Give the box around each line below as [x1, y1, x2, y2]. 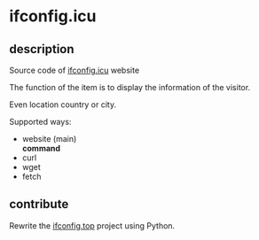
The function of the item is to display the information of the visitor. [9, 82, 251, 92]
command [21, 143, 60, 153]
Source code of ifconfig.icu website [9, 65, 140, 75]
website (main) [21, 134, 77, 143]
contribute [9, 197, 69, 212]
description [9, 42, 75, 57]
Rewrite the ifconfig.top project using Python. [9, 220, 176, 231]
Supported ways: [9, 117, 72, 127]
